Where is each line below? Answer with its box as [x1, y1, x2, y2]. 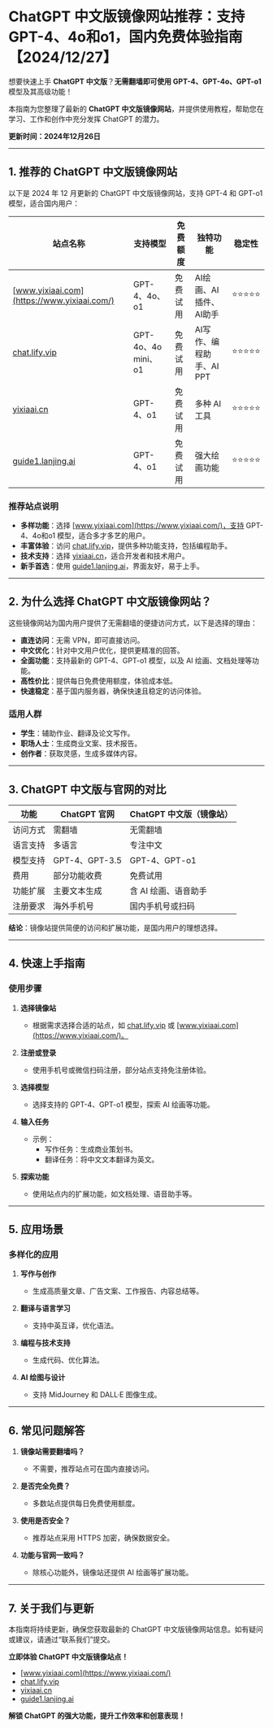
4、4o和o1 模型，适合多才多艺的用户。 [19, 531, 150, 541]
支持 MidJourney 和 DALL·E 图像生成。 [32, 1390, 162, 1400]
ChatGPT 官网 [60, 808, 115, 819]
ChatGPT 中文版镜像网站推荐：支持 [8, 7, 245, 26]
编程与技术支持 [19, 1338, 71, 1348]
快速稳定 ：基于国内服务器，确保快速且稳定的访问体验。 [19, 686, 206, 696]
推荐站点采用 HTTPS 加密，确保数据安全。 [32, 1533, 175, 1543]
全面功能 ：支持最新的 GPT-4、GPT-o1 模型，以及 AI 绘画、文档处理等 [19, 655, 253, 665]
